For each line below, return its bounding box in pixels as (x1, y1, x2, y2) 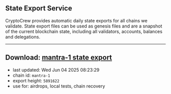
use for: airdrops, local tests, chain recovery (12, 83, 105, 89)
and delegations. (5, 34, 41, 40)
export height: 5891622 (12, 77, 60, 83)
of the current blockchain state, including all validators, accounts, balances (5, 28, 163, 35)
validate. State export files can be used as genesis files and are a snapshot (5, 23, 162, 29)
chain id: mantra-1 (12, 72, 50, 78)
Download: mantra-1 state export (5, 53, 112, 62)
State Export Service (5, 4, 72, 13)
